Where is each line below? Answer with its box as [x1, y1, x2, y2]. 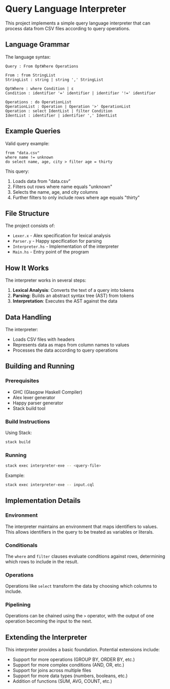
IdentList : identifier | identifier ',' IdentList [5, 113, 117, 118]
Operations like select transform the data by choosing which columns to [5, 583, 157, 589]
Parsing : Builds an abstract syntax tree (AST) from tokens [12, 292, 134, 299]
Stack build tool [12, 405, 46, 411]
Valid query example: [5, 140, 50, 146]
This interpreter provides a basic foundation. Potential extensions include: [5, 647, 160, 653]
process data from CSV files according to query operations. [5, 25, 131, 31]
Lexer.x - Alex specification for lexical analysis [12, 233, 111, 239]
